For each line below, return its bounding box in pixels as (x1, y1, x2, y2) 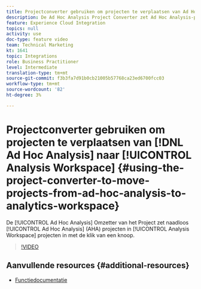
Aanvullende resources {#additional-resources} (6, 260, 190, 270)
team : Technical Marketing (6, 42, 74, 48)
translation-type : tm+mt (6, 70, 68, 76)
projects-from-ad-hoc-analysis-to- (6, 186, 187, 200)
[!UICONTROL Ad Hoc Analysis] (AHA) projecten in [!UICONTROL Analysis (6, 225, 190, 232)
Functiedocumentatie (14, 276, 68, 284)
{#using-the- (117, 161, 184, 174)
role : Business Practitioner (6, 59, 79, 64)
